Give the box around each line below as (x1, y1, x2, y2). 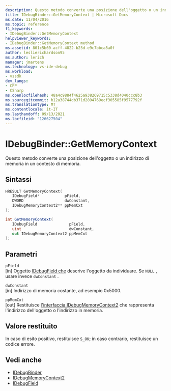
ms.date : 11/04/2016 (5, 17, 49, 22)
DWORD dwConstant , (12, 198, 90, 204)
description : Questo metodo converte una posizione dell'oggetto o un (5, 7, 158, 13)
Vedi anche (5, 356, 42, 365)
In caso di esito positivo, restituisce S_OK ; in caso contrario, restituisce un (5, 336, 158, 342)
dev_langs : (5, 78, 28, 83)
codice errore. (5, 341, 35, 347)
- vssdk (5, 74, 22, 79)
